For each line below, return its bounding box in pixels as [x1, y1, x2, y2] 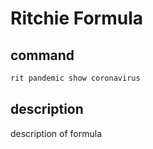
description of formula [10, 127, 103, 139]
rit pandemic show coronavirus [10, 73, 141, 83]
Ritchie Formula [10, 7, 143, 30]
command [10, 47, 75, 64]
